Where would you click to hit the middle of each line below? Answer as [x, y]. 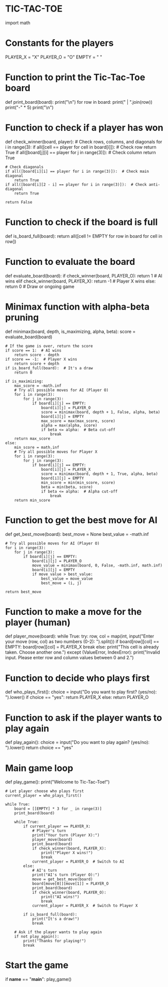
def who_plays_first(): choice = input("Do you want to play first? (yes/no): [81, 692]
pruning [22, 317]
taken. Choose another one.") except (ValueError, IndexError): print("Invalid [83, 652]
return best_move [23, 592]
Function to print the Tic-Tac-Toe [75, 77]
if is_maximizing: [24, 381]
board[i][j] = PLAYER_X [66, 469]
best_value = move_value [67, 579]
